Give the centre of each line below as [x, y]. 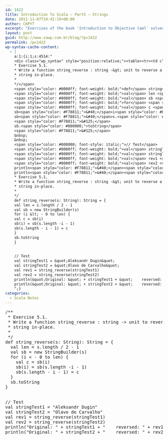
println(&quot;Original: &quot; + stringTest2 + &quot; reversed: [88, 284]
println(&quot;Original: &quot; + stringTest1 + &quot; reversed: [88, 279]
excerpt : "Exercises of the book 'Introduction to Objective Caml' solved [85, 28]
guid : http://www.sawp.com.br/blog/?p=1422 [51, 38]
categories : [17, 293]
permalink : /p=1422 [25, 42]
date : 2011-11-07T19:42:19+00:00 [40, 19]
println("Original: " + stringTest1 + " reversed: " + [78, 427]
